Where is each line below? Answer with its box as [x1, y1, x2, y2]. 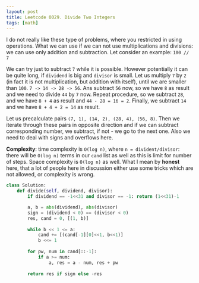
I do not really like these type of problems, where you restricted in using [6, 36, 182, 43]
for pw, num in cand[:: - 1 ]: [27, 248, 97, 254]
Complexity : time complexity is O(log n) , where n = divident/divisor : [6, 145, 180, 153]
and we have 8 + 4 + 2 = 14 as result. [6, 104, 100, 111]
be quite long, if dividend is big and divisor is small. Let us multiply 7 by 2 [6, 72, 187, 79]
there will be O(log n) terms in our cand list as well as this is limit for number [6, 152, 192, 159]
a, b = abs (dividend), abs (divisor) [27, 204, 118, 210]
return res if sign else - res [27, 270, 102, 277]
